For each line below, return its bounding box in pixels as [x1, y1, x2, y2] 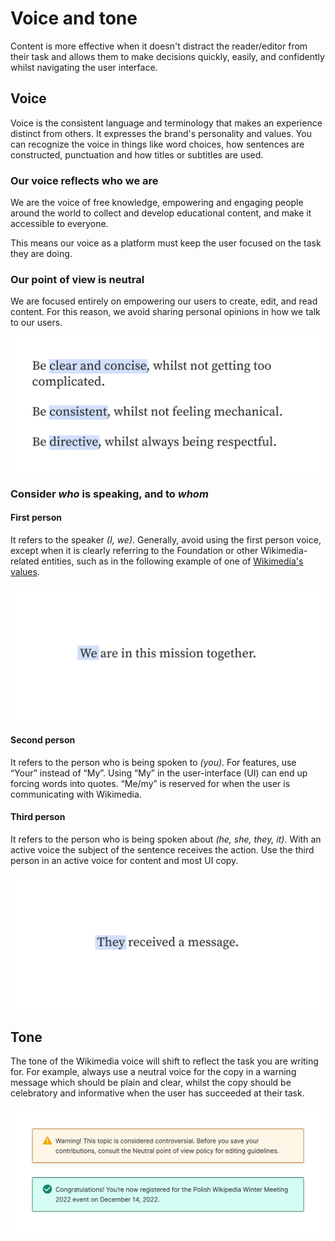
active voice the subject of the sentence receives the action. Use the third [10, 844, 315, 856]
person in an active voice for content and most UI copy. [10, 855, 239, 867]
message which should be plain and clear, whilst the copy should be [10, 1077, 292, 1089]
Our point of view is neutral [10, 272, 145, 286]
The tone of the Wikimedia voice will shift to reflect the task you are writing [10, 1055, 319, 1067]
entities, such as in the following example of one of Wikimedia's [41, 555, 304, 567]
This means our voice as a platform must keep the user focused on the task [10, 237, 322, 249]
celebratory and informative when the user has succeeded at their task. [10, 1087, 305, 1099]
